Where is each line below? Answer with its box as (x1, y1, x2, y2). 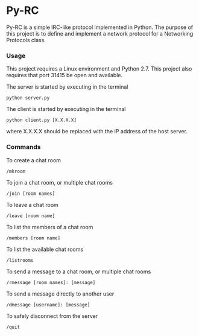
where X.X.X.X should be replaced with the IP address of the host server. (6, 128, 188, 135)
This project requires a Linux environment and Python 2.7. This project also (6, 65, 192, 72)
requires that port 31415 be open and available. (6, 72, 122, 79)
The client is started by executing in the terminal (6, 106, 126, 113)
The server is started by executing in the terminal (6, 83, 128, 90)
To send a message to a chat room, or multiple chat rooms (6, 268, 151, 275)
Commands (6, 143, 41, 151)
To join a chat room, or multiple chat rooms (6, 179, 113, 186)
